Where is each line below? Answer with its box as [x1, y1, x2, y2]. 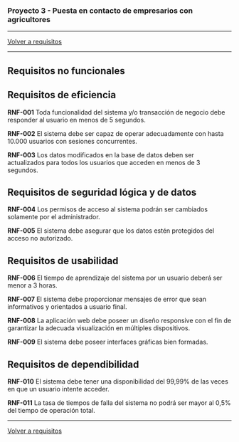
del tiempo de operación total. [7, 406, 96, 414]
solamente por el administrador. [7, 213, 101, 221]
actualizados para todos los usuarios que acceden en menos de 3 [7, 158, 201, 167]
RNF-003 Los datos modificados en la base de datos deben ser [7, 150, 194, 159]
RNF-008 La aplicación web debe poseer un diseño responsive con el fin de [7, 316, 232, 325]
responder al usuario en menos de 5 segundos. [7, 115, 146, 124]
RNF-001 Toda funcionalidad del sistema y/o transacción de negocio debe [7, 107, 225, 116]
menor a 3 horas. [7, 281, 58, 290]
